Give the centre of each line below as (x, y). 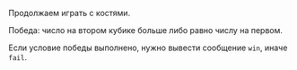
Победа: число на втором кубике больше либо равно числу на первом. (146, 30)
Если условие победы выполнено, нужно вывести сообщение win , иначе (148, 48)
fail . (18, 57)
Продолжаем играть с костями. (70, 13)
